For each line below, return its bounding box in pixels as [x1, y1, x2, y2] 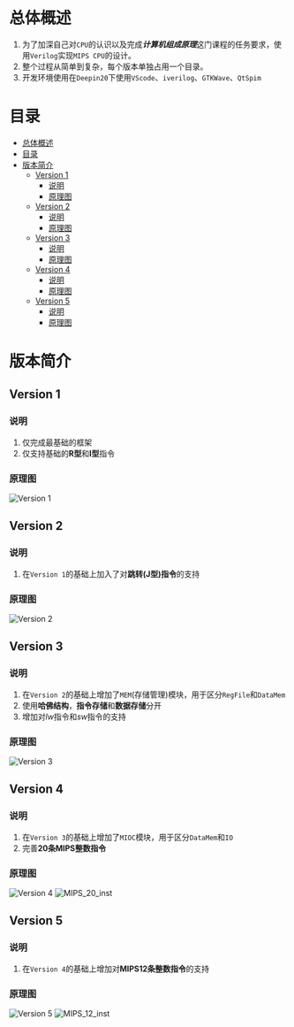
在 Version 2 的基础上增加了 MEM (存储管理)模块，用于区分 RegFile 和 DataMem [21, 689, 286, 700]
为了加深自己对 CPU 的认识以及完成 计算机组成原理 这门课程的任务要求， [21, 39, 275, 50]
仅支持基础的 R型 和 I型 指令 [21, 448, 115, 458]
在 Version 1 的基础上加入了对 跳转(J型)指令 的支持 [21, 568, 200, 579]
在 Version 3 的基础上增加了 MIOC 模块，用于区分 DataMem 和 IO [21, 832, 234, 842]
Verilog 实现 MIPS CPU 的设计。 [29, 50, 137, 60]
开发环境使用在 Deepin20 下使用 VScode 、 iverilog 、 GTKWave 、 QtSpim [21, 72, 262, 82]
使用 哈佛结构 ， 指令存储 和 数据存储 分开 [21, 700, 162, 710]
